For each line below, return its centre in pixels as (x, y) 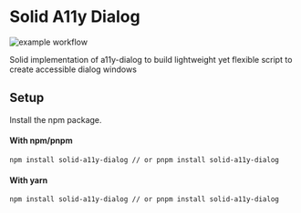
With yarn (29, 180)
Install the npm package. (56, 119)
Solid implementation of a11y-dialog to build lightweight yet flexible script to (151, 59)
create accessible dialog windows (73, 69)
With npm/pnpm (41, 141)
